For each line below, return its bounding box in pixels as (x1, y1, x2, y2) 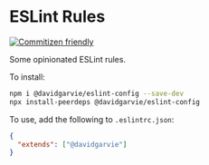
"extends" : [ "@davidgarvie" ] (17, 140, 128, 149)
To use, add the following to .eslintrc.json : (9, 113, 175, 124)
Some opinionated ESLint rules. (9, 53, 127, 64)
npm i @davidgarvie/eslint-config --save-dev (9, 89, 184, 98)
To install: (9, 71, 45, 82)
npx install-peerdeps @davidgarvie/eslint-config (9, 97, 201, 106)
